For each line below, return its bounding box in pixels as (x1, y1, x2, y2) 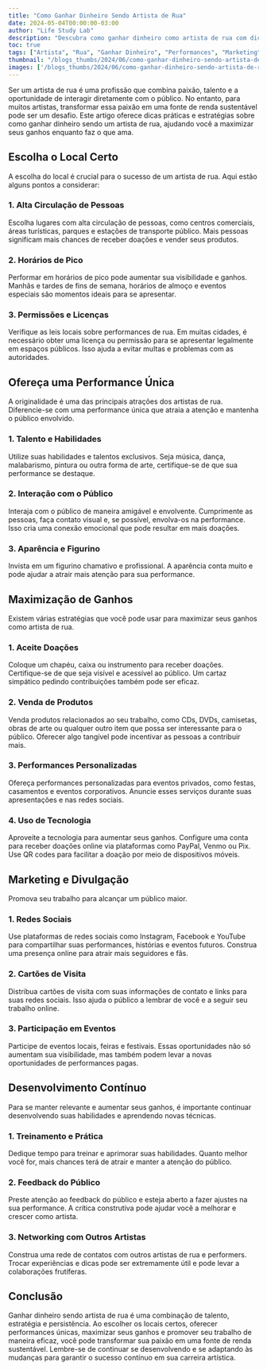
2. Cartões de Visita (8, 969, 87, 980)
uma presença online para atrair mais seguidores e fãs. (8, 949, 188, 958)
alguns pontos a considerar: (8, 180, 100, 189)
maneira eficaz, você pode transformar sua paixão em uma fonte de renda (8, 1336, 252, 1345)
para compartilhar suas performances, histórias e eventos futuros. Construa (8, 940, 257, 950)
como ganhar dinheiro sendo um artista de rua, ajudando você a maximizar (8, 118, 254, 128)
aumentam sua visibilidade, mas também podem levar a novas (8, 1050, 212, 1059)
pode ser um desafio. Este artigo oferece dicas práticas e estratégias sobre (8, 110, 255, 120)
